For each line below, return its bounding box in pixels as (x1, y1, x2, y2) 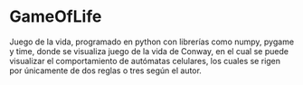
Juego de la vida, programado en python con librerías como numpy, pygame (9, 36, 295, 47)
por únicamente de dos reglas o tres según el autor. (9, 65, 202, 76)
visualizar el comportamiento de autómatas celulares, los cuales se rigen (9, 55, 281, 66)
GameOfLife (9, 6, 102, 27)
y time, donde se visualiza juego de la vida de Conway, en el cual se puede (9, 45, 289, 56)
